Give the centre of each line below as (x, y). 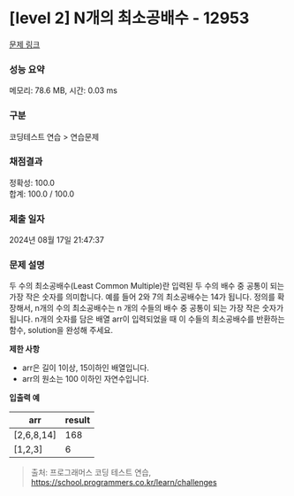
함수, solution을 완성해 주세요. (61, 330)
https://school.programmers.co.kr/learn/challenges (124, 483)
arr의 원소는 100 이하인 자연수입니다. (85, 379)
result (78, 420)
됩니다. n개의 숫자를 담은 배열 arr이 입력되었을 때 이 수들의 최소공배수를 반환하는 (147, 319)
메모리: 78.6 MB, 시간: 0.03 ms (63, 90)
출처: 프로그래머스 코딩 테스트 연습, (91, 473)
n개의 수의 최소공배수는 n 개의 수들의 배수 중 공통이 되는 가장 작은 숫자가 (159, 308)
